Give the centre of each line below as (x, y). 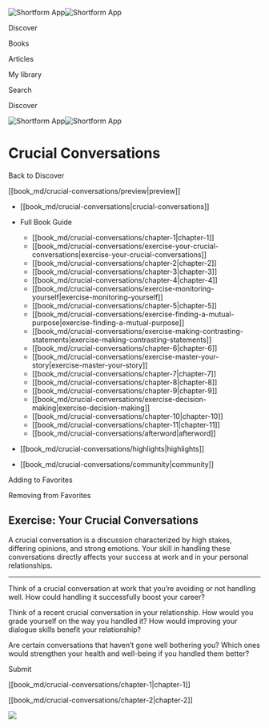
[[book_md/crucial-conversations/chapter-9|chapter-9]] (124, 390)
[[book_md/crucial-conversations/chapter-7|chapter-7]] (124, 373)
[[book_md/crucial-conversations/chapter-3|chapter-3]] (124, 271)
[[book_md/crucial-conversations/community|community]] (117, 464)
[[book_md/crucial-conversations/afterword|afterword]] (124, 433)
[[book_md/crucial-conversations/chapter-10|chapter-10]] (127, 416)
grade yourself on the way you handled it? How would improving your (123, 621)
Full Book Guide (46, 222)
